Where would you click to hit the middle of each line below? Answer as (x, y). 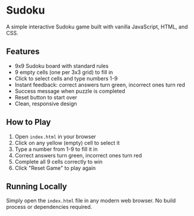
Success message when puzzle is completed (70, 91)
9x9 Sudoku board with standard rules (61, 66)
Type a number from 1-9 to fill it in (56, 149)
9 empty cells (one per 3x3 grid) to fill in (64, 72)
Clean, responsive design (46, 104)
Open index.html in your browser (55, 136)
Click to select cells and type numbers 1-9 (66, 78)
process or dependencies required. (49, 207)
